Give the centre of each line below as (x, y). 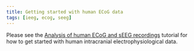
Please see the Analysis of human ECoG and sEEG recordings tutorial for (97, 35)
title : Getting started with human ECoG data (65, 12)
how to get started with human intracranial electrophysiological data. (92, 41)
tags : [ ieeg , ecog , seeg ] (39, 18)
